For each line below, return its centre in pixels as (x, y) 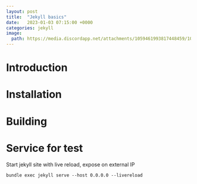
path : (18, 39)
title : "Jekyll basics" (36, 17)
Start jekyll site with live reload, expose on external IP (70, 164)
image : (14, 33)
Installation (34, 95)
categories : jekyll (30, 28)
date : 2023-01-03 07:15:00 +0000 (50, 22)
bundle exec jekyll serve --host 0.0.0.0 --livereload (74, 175)
